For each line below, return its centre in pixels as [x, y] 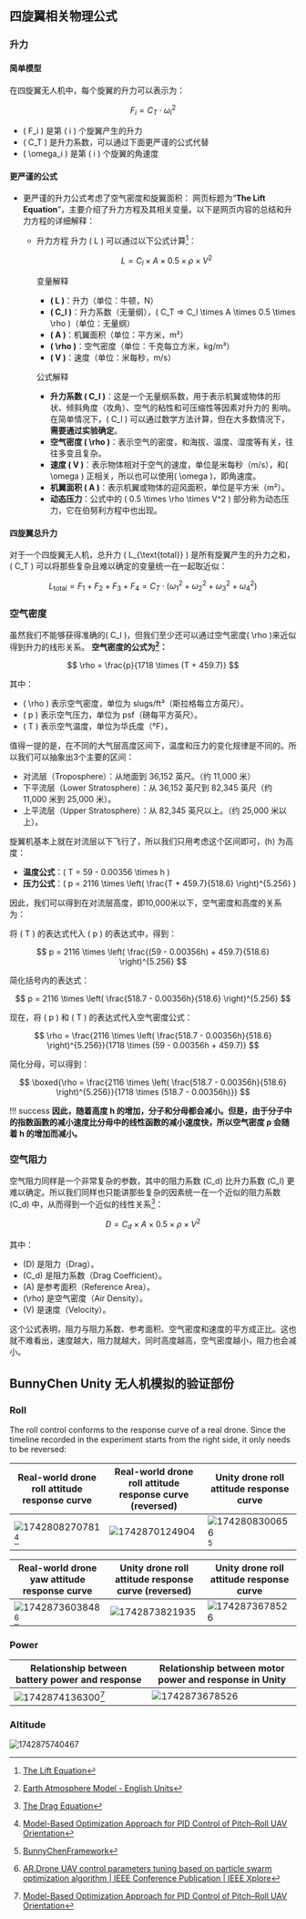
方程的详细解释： [63, 221]
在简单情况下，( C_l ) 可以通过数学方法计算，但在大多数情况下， [169, 419]
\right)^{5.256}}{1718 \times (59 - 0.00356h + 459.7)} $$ [153, 1045]
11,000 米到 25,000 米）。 [69, 799]
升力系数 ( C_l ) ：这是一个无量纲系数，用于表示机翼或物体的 [161, 397]
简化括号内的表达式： [49, 980]
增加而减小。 [58, 1133]
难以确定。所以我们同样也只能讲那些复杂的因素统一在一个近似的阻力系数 [145, 1192]
